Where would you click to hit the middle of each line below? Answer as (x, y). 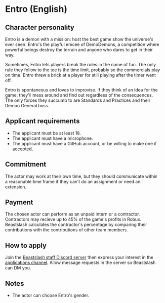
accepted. (22, 149)
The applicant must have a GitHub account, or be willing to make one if (84, 143)
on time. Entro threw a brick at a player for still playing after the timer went (81, 75)
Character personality (40, 27)
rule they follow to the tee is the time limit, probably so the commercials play (83, 70)
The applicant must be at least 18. (46, 133)
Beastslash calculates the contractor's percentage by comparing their (76, 225)
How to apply (26, 245)
